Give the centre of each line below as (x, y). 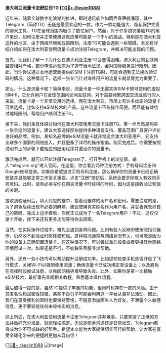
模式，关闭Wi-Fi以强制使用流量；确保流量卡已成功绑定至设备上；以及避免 (84, 265)
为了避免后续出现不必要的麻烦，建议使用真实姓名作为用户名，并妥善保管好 (81, 207)
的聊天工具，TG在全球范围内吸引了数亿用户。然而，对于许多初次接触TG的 (80, 31)
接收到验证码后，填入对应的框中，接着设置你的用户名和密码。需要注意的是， (83, 200)
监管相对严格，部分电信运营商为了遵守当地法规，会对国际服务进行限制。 (79, 66)
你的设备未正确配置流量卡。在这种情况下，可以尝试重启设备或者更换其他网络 (83, 242)
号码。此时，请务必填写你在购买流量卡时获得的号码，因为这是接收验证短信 (85, 184)
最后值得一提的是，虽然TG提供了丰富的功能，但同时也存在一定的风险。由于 (82, 288)
